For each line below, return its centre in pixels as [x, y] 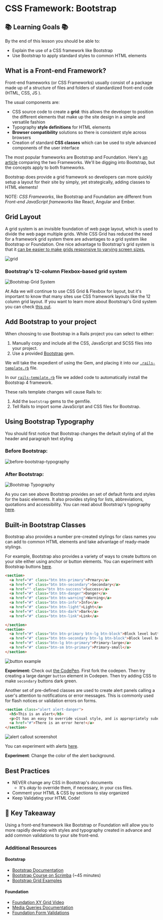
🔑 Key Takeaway [30, 813]
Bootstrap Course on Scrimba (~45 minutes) [56, 875]
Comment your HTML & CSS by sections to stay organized [71, 793]
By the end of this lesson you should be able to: [53, 41]
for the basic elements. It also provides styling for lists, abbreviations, [74, 499]
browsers [22, 137]
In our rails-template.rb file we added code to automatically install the [76, 377]
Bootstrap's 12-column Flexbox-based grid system [66, 271]
